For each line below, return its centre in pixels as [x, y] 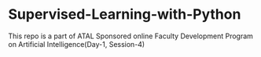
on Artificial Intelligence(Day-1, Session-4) [77, 44]
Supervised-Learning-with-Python [125, 14]
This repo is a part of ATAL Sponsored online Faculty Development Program [131, 36]
